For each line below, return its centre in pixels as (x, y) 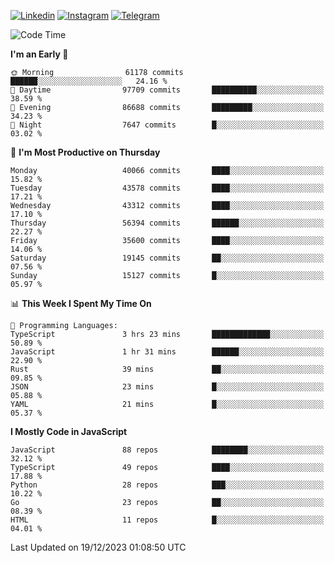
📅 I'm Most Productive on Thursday (85, 152)
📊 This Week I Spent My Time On (81, 303)
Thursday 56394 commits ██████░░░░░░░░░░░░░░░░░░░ (167, 223)
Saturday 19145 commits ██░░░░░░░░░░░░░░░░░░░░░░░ (167, 258)
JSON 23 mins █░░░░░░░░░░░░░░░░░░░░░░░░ (167, 387)
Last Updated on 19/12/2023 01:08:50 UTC (98, 547)
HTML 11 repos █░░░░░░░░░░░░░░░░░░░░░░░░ (167, 520)
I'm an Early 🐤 (39, 54)
